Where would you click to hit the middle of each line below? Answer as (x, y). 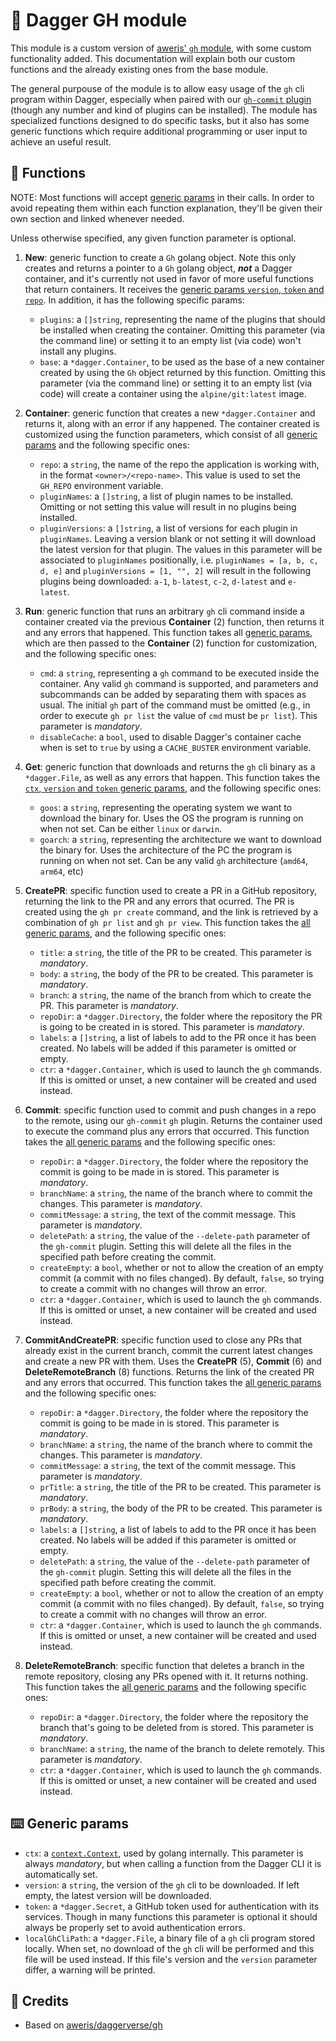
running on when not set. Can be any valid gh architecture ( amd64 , (173, 860)
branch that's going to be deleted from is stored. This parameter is (176, 1727)
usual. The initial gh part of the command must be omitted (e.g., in (175, 705)
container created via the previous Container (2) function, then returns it (174, 621)
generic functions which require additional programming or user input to (159, 131)
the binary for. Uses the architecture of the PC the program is (166, 850)
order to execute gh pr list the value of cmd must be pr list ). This (178, 715)
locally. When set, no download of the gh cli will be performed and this (169, 1948)
